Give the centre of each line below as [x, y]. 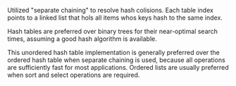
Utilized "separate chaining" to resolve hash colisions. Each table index [110, 10]
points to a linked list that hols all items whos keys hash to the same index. [115, 18]
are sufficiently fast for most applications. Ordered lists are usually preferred [118, 67]
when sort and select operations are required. [74, 75]
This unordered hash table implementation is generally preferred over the [114, 53]
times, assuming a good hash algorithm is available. [82, 39]
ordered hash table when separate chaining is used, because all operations [116, 60]
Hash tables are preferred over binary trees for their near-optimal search [113, 31]
